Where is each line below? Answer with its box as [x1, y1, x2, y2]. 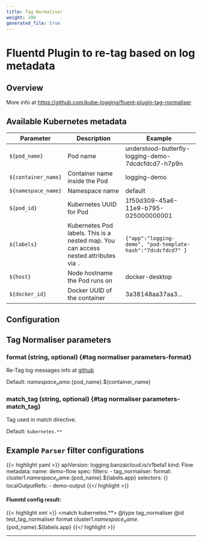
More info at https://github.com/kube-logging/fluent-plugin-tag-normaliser [6, 99, 192, 106]
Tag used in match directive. [6, 416, 77, 423]
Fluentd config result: [6, 496, 62, 503]
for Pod [67, 208, 89, 216]
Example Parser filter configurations [6, 445, 144, 456]
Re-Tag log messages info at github [6, 366, 94, 374]
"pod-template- [147, 241, 191, 248]
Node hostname [67, 269, 113, 278]
